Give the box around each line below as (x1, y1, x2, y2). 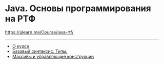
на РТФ (5, 13, 36, 24)
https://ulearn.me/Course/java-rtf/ (5, 29, 74, 35)
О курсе (12, 43, 29, 49)
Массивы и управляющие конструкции (12, 53, 94, 59)
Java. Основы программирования (5, 3, 151, 14)
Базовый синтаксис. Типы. (12, 48, 67, 54)
